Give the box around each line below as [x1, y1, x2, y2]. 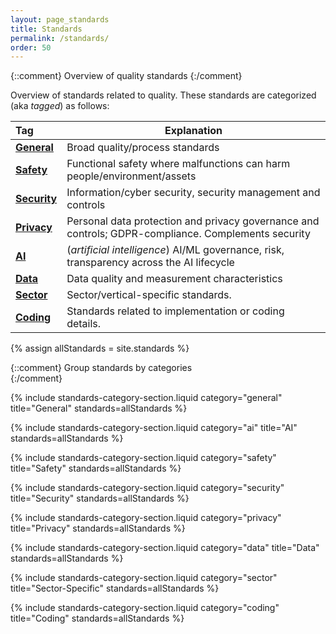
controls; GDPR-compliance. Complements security [66, 227, 311, 241]
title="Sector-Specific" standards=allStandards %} [10, 582, 220, 595]
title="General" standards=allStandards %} [10, 402, 188, 415]
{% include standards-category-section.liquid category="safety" [10, 452, 277, 464]
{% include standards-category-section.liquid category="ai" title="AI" [10, 422, 298, 434]
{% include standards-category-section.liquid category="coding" [10, 602, 280, 614]
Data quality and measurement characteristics [66, 272, 283, 286]
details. [66, 317, 102, 331]
